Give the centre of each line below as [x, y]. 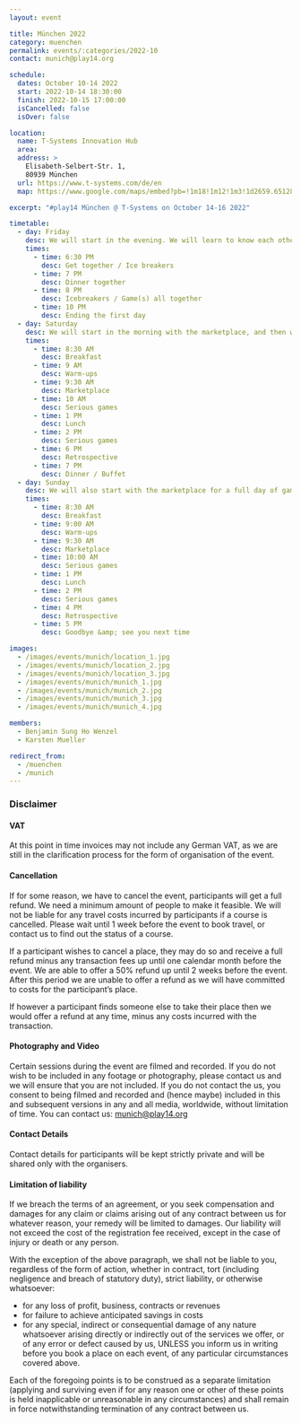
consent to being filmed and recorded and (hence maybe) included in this [145, 1095]
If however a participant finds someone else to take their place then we [140, 1007]
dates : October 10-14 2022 [68, 83]
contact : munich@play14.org [62, 59]
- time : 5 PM [57, 624]
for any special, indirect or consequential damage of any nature [139, 1325]
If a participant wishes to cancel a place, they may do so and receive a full [146, 951]
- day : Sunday [43, 482]
